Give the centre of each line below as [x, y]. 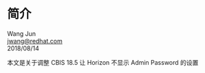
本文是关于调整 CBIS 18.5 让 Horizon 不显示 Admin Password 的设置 [103, 62]
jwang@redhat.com [35, 41]
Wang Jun [22, 33]
